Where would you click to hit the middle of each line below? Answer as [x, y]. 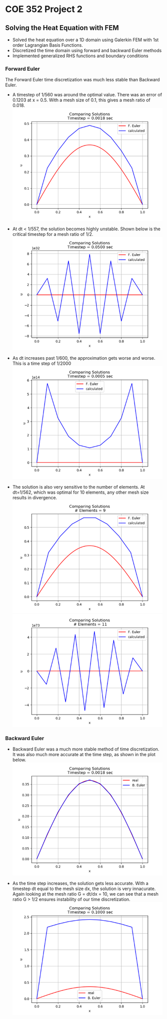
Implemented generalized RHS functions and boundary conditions [80, 56]
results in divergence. [35, 497]
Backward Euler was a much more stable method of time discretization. [86, 749]
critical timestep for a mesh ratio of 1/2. [53, 234]
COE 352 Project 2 [44, 9]
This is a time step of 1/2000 [42, 363]
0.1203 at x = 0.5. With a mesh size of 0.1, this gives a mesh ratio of [81, 100]
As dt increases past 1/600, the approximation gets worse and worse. [84, 358]
